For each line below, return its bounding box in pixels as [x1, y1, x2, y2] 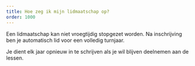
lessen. [6, 54, 24, 61]
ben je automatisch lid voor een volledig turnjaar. [6, 37, 125, 44]
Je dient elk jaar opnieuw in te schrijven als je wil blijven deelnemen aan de [6, 48, 189, 55]
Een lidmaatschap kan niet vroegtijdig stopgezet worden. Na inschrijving [6, 30, 182, 37]
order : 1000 [6, 14, 35, 20]
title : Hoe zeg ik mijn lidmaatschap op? [6, 8, 110, 15]
